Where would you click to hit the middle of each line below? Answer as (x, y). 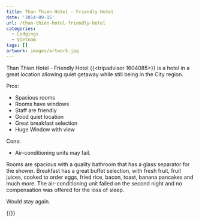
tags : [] (17, 46)
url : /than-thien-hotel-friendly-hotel (56, 23)
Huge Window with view (45, 129)
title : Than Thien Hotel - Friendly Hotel (60, 12)
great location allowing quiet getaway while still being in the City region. (95, 74)
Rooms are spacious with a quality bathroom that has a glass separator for (98, 164)
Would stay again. (28, 201)
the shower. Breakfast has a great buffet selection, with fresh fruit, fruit (94, 170)
